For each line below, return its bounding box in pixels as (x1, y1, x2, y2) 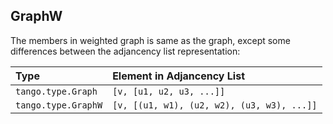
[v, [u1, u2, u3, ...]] (112, 85, 226, 97)
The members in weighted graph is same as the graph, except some (10, 34, 291, 46)
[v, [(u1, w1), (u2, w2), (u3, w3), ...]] (112, 99, 318, 111)
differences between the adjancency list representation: (10, 45, 241, 57)
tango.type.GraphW (15, 99, 103, 111)
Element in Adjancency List (112, 69, 245, 83)
